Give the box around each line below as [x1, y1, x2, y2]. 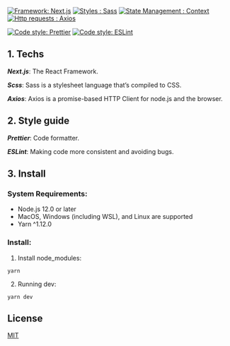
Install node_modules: [17, 253, 82, 262]
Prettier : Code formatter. [7, 133, 80, 142]
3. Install [7, 168, 46, 180]
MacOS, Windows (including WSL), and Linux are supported [17, 213, 193, 221]
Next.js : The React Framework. [7, 67, 99, 76]
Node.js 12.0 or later [17, 205, 76, 213]
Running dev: [17, 280, 57, 288]
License [7, 313, 43, 324]
